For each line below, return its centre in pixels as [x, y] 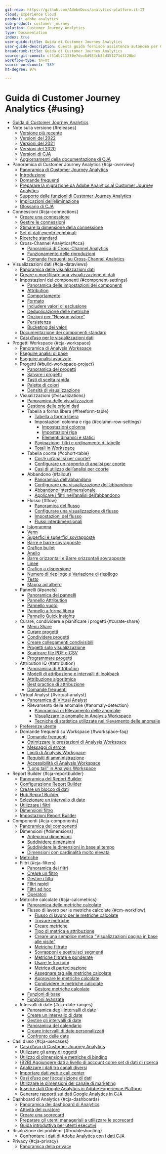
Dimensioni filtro [36, 810]
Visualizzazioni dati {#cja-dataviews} [50, 264]
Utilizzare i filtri [35, 805]
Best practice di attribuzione [56, 684]
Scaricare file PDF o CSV [52, 652]
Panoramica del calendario [54, 1026]
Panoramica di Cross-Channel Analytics [68, 248]
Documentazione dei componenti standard [63, 332]
